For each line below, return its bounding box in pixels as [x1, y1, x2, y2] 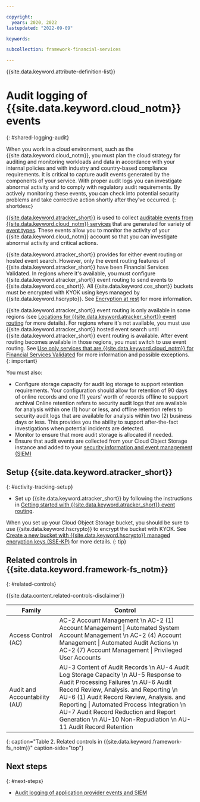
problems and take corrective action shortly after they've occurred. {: [6, 196, 176, 203]
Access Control [9, 631, 52, 639]
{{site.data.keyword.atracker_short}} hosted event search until [6, 326, 159, 333]
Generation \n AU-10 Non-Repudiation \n [59, 715, 177, 723]
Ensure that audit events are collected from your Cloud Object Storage [14, 437, 187, 444]
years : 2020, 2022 [11, 19, 58, 26]
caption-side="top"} [34, 744, 84, 751]
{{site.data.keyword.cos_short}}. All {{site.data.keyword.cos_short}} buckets [6, 282, 193, 290]
